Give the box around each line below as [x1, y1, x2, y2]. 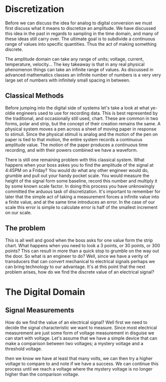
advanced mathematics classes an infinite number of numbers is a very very [5, 72, 161, 78]
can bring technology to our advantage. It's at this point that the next [5, 264, 146, 270]
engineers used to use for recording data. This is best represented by [16, 110, 158, 116]
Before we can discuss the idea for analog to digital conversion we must [5, 20, 153, 26]
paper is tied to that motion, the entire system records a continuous [5, 136, 143, 142]
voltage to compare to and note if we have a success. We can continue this [5, 361, 159, 367]
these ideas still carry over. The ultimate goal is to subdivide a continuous [5, 36, 155, 42]
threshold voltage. [5, 346, 42, 352]
